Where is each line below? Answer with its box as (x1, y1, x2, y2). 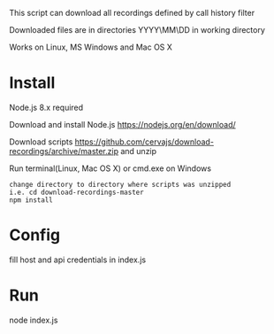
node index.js (9, 315, 58, 325)
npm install (9, 195, 53, 205)
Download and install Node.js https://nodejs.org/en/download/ (9, 119, 236, 129)
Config (9, 225, 60, 245)
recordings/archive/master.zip (9, 145, 119, 156)
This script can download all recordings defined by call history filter (9, 8, 255, 18)
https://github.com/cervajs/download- (74, 136, 215, 147)
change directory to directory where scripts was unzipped (9, 180, 232, 189)
